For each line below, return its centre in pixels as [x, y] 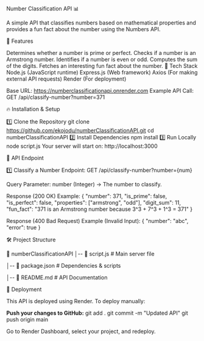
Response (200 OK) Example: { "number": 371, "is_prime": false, [87, 196]
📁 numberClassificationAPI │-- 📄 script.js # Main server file [80, 254]
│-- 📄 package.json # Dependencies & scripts [64, 266]
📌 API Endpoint [25, 158]
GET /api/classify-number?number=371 [56, 97]
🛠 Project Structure [31, 240]
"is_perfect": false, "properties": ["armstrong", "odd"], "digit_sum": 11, [94, 203]
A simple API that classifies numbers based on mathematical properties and [101, 23]
